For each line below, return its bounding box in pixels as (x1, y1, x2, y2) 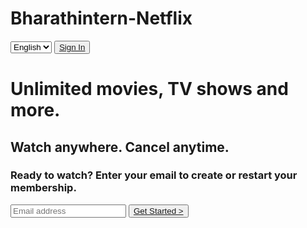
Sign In (58, 42, 86, 52)
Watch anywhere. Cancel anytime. (10, 138, 230, 156)
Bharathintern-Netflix (10, 7, 193, 30)
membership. (10, 181, 77, 195)
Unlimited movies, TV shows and (10, 78, 289, 101)
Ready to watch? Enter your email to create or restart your (10, 168, 298, 182)
